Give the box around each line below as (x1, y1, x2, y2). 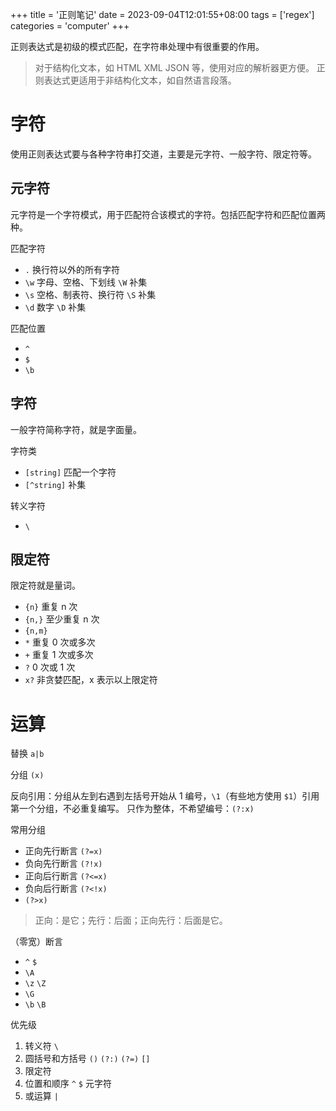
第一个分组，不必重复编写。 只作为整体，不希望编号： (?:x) (10, 803, 255, 815)
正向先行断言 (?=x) (24, 845, 103, 857)
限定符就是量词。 (10, 579, 81, 592)
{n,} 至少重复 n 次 (24, 613, 100, 625)
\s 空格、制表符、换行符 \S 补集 (24, 288, 157, 300)
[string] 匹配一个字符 (24, 466, 117, 478)
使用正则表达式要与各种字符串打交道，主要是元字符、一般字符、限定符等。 (10, 148, 317, 160)
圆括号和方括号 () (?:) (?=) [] (24, 1053, 151, 1065)
